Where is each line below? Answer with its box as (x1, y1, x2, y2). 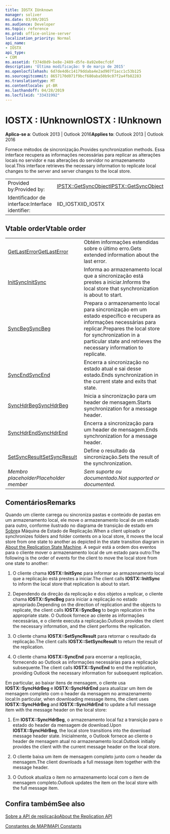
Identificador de (8, 194, 46, 201)
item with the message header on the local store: (5, 706, 107, 712)
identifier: (8, 207, 31, 214)
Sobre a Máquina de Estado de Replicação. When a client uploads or (5, 527, 146, 534)
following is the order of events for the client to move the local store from (5, 555, 158, 561)
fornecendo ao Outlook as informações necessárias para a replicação (12, 659, 158, 665)
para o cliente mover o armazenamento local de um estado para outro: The (5, 549, 160, 555)
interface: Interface (8, 200, 52, 207)
